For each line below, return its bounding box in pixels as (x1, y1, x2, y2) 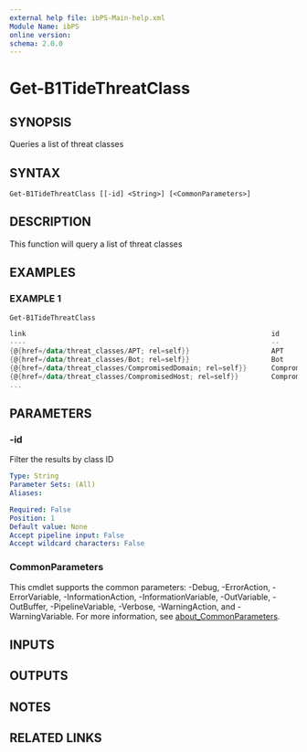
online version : (9, 30, 71, 39)
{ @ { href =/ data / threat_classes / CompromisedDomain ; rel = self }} (9, 363, 248, 373)
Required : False (9, 504, 71, 514)
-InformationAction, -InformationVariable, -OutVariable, (63, 591, 271, 602)
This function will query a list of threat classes (9, 238, 183, 249)
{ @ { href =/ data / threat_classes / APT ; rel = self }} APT (9, 346, 284, 356)
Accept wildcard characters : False (9, 539, 145, 548)
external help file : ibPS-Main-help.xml (9, 13, 166, 23)
